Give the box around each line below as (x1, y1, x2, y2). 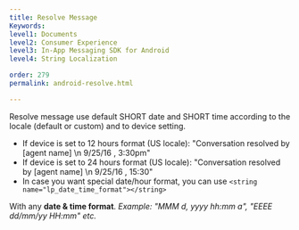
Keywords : (9, 21, 46, 30)
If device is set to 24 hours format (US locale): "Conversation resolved (21, 157, 281, 168)
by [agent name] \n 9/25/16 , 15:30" (21, 166, 154, 177)
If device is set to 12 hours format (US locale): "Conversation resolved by (21, 137, 290, 148)
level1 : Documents (9, 29, 78, 38)
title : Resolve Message (9, 12, 98, 22)
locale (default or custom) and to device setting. (9, 120, 186, 131)
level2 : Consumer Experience (9, 37, 118, 47)
